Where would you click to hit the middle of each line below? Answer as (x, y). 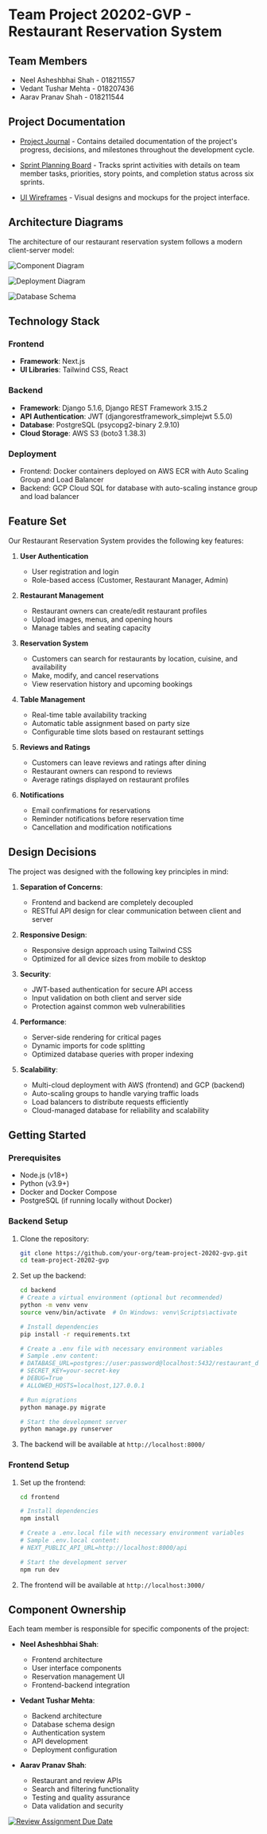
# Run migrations (48, 1400)
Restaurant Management (62, 595)
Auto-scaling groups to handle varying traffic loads (115, 1093)
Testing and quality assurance (81, 1797)
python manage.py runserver (66, 1429)
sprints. (32, 181)
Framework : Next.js (52, 361)
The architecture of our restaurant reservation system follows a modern (126, 241)
